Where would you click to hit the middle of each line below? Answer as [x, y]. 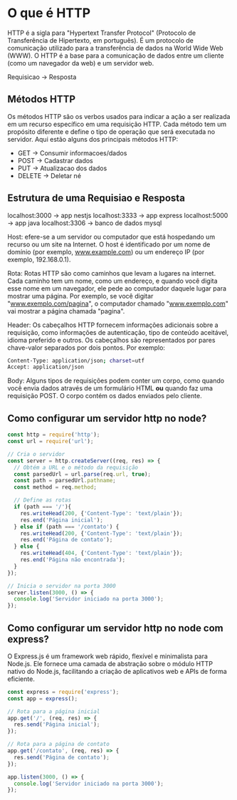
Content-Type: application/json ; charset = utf [76, 360]
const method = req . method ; [56, 487]
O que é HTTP [49, 13]
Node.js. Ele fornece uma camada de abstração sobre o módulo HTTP [110, 663]
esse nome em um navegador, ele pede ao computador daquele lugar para [117, 288]
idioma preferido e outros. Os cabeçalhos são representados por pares [111, 340]
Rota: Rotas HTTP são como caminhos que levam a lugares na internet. [111, 273]
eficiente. [21, 679]
